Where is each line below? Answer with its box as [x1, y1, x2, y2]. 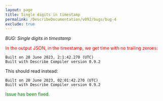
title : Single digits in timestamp [5, 12, 80, 17]
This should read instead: [5, 68, 58, 74]
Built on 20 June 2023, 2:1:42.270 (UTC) [5, 55, 94, 60]
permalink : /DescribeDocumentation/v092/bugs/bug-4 [5, 17, 116, 22]
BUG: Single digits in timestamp [5, 35, 71, 41]
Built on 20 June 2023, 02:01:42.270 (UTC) [5, 78, 99, 83]
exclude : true [5, 21, 35, 27]
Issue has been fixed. [5, 91, 50, 97]
